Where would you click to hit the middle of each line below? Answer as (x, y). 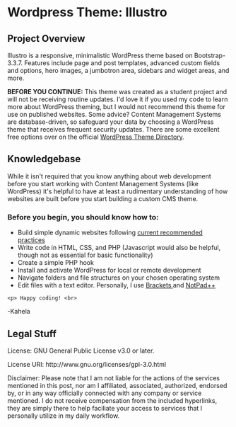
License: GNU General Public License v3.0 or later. (81, 351)
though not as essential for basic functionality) (85, 255)
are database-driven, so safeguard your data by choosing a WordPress (111, 122)
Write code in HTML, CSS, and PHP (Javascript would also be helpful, (119, 248)
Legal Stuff (32, 334)
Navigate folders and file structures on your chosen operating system (119, 278)
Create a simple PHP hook (55, 263)
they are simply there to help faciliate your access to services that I (105, 408)
